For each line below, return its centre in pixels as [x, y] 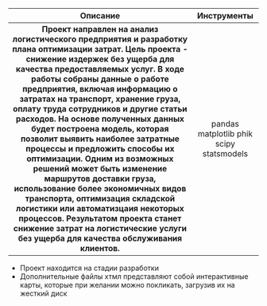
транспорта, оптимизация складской [100, 198]
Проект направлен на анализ [100, 29]
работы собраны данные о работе [100, 79]
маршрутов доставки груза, [100, 178]
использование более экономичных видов [100, 188]
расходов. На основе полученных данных [100, 119]
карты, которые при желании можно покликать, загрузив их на [128, 285]
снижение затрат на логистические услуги [100, 228]
